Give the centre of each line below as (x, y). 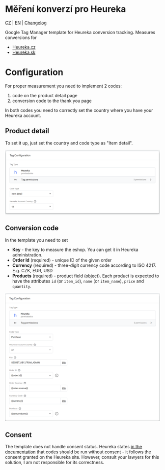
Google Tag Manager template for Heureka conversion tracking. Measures (80, 32)
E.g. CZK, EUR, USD (32, 270)
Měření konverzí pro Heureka (66, 9)
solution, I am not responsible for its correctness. (55, 463)
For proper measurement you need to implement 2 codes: (63, 86)
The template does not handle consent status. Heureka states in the (74, 447)
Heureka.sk (24, 52)
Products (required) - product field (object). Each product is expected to (86, 276)
